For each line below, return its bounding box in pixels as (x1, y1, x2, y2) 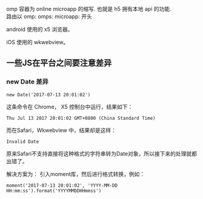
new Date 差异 (6, 77, 48, 86)
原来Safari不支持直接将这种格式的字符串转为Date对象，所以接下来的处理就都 (6, 150, 198, 157)
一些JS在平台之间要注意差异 (6, 58, 112, 68)
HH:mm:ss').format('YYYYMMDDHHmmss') (6, 188, 102, 194)
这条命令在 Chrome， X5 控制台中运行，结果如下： (6, 103, 133, 110)
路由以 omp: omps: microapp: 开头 (6, 13, 92, 20)
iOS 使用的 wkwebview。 (6, 39, 69, 45)
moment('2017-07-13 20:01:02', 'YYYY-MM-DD (6, 182, 118, 189)
